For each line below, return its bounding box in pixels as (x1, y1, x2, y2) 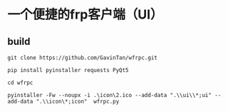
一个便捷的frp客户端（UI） (7, 6, 163, 23)
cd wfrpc (7, 79, 33, 86)
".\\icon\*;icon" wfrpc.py (36, 98, 120, 105)
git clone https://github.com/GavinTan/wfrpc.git (7, 54, 158, 61)
